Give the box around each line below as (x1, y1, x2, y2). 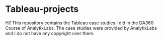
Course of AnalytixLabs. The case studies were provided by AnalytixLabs (5, 25, 157, 31)
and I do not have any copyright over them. (5, 30, 95, 36)
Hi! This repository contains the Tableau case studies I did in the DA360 (5, 20, 154, 26)
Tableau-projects (5, 3, 79, 15)
